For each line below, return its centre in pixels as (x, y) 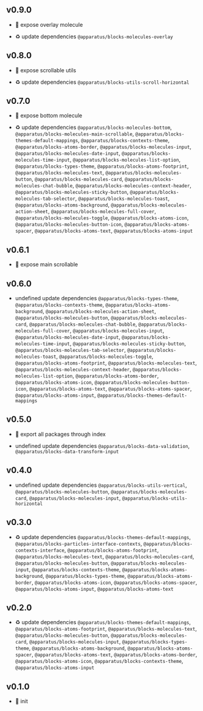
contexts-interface (40, 550)
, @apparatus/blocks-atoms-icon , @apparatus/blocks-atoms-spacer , (114, 582)
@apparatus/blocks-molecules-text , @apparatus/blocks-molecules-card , (105, 556)
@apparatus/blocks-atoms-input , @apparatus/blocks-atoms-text (94, 588)
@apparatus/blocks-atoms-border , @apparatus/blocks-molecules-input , (103, 147)
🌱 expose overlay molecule (49, 24)
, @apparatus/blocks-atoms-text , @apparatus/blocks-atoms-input (112, 231)
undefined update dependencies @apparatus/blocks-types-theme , (97, 298)
